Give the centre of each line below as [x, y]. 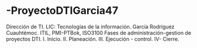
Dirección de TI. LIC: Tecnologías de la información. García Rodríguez [90, 27]
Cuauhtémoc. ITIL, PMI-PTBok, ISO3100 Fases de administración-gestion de [99, 32]
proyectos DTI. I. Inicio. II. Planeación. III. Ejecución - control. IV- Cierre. [93, 39]
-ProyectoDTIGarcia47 [62, 11]
